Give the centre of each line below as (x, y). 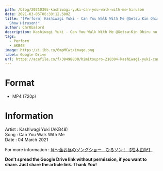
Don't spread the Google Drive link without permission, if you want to (76, 159)
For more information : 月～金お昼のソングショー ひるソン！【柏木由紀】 (79, 150)
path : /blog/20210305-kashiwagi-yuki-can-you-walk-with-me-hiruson (75, 9)
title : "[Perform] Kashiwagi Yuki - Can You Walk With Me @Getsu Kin (77, 18)
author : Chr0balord (25, 28)
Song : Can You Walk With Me (35, 135)
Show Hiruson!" (25, 23)
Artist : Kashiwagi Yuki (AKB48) (36, 129)
